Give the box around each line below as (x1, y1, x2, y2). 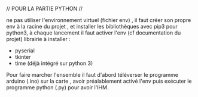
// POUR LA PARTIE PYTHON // (6, 5, 83, 12)
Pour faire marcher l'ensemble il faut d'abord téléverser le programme (6, 71, 178, 78)
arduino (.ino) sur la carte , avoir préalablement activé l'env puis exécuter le (6, 77, 192, 85)
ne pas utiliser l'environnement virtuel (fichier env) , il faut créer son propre (6, 17, 191, 23)
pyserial (14, 47, 35, 54)
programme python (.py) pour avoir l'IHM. (6, 84, 109, 91)
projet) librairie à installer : (6, 36, 71, 42)
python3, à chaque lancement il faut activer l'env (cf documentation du (6, 29, 181, 36)
